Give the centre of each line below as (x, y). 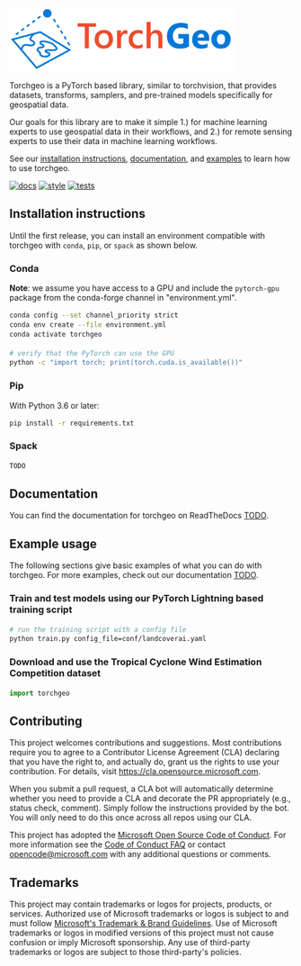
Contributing (46, 721)
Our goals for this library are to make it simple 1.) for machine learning (138, 122)
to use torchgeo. (40, 167)
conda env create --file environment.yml (88, 325)
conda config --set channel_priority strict (94, 315)
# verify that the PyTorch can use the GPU (92, 353)
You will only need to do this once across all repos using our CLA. (131, 817)
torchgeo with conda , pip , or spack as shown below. (103, 245)
